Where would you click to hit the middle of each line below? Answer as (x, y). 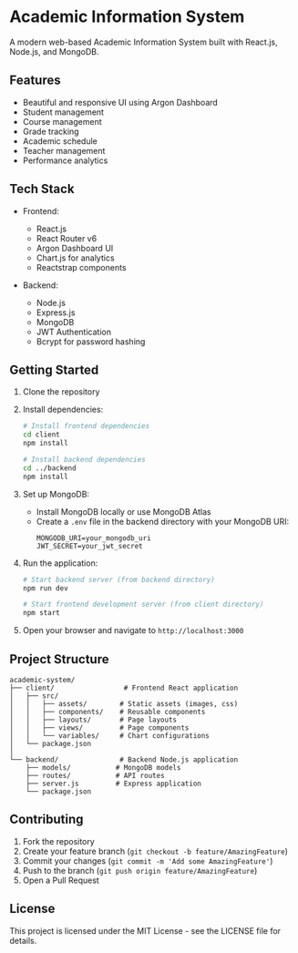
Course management (62, 121)
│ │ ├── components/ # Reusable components (108, 712)
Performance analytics (65, 160)
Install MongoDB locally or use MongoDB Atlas (123, 511)
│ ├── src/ (34, 696)
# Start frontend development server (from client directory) (143, 605)
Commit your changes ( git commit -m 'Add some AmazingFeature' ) (148, 861)
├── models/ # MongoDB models (103, 767)
